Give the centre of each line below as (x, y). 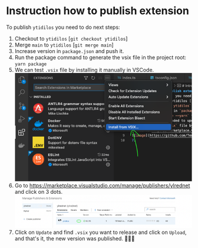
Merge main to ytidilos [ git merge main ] (64, 45)
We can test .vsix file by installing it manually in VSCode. (84, 70)
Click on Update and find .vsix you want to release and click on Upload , (100, 232)
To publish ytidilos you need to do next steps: (63, 27)
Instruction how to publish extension (98, 11)
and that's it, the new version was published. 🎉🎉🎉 (75, 238)
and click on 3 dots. (39, 192)
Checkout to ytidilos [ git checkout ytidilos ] (71, 38)
